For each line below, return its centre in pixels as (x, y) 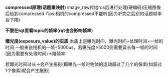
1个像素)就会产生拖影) (28, 70)
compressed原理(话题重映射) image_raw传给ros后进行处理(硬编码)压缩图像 (83, 7)
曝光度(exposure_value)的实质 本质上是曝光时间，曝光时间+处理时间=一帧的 (84, 41)
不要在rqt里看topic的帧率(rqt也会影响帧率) (49, 30)
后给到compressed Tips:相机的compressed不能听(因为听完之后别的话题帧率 (83, 13)
